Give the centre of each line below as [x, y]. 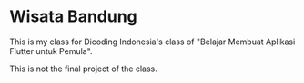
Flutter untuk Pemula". [51, 51]
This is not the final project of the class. [83, 69]
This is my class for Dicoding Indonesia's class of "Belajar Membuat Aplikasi [152, 41]
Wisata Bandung [74, 17]
